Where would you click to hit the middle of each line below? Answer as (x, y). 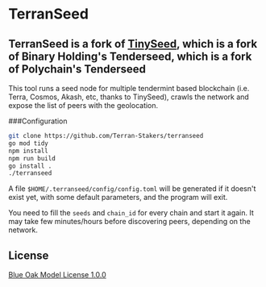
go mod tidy (28, 143)
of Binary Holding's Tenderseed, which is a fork (130, 56)
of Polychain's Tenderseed (77, 69)
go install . (30, 166)
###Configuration (38, 121)
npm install (28, 151)
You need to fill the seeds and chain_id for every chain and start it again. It (131, 213)
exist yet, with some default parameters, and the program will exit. (118, 198)
